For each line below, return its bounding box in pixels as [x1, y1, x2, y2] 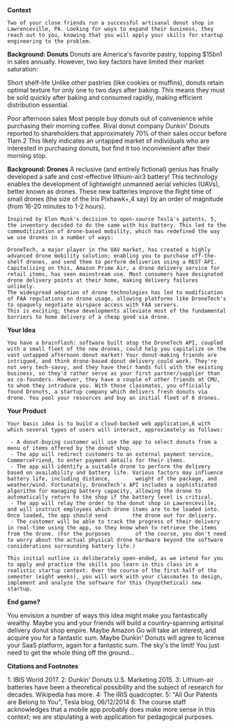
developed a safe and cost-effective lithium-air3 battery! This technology [7, 173, 218, 180]
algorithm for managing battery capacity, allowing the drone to [7, 487, 201, 494]
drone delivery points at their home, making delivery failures [7, 277, 198, 284]
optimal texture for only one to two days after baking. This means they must [7, 86, 226, 94]
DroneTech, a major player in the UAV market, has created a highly [7, 246, 211, 253]
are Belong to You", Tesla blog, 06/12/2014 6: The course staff [7, 698, 187, 706]
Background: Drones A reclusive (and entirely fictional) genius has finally [7, 165, 219, 173]
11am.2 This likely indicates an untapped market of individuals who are [7, 136, 210, 145]
